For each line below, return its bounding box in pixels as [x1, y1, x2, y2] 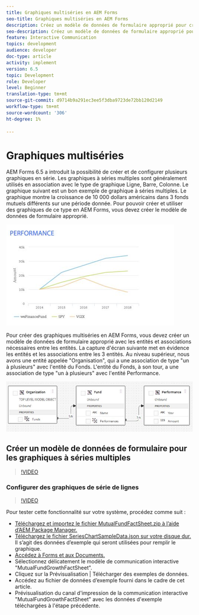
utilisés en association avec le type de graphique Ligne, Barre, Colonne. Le [6, 181, 189, 188]
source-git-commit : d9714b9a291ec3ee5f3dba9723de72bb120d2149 [6, 97, 163, 103]
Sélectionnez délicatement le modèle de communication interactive [14, 557, 179, 564]
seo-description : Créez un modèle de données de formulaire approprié [6, 29, 184, 34]
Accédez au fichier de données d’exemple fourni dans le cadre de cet [14, 576, 185, 584]
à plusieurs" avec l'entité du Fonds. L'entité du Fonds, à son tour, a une [6, 363, 179, 371]
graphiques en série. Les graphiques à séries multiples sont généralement [6, 175, 187, 182]
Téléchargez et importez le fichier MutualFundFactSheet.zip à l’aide [14, 520, 179, 527]
